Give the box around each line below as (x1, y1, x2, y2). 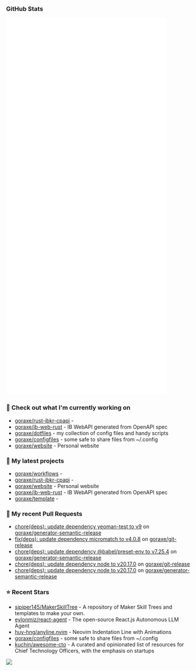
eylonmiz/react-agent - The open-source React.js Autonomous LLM (14, 616, 179, 623)
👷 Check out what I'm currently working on (6, 403, 131, 412)
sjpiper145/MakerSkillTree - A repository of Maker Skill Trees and (14, 603, 173, 610)
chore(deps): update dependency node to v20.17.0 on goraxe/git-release (14, 560, 190, 567)
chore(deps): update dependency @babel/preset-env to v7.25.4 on (14, 548, 177, 555)
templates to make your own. (14, 610, 85, 617)
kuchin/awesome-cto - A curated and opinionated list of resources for (14, 641, 184, 648)
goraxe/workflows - (14, 470, 63, 477)
